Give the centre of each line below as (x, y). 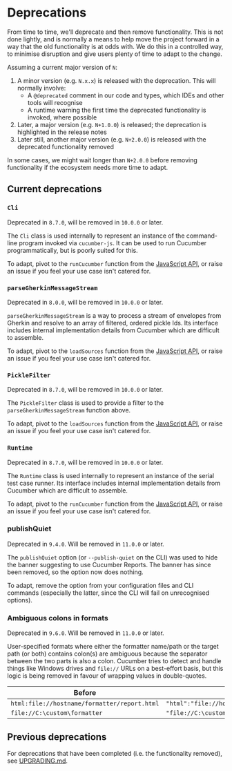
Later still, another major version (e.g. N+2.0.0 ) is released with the (112, 139)
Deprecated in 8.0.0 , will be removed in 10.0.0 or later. (85, 302)
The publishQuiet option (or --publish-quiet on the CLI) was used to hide (113, 557)
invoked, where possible (62, 117)
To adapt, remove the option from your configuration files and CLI (100, 585)
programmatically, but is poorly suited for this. (72, 250)
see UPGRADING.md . (37, 761)
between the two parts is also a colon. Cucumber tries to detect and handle (114, 661)
